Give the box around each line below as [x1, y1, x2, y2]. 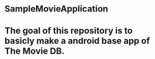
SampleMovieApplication [4, 3, 108, 14]
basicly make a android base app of [4, 35, 150, 47]
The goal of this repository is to [4, 25, 133, 36]
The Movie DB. [4, 46, 65, 57]
